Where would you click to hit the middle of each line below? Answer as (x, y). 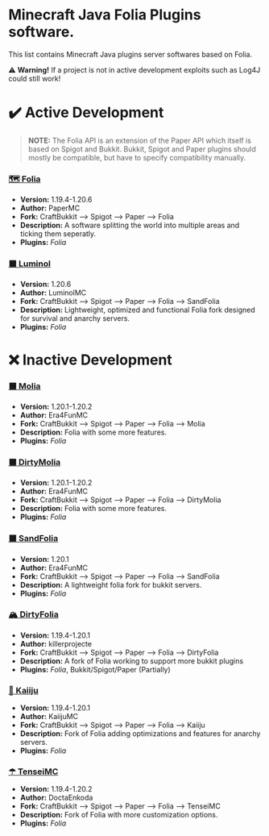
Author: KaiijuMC (49, 717)
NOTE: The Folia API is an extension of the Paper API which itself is (140, 140)
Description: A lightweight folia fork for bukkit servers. (111, 584)
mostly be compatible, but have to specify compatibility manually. (137, 157)
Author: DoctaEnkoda (56, 798)
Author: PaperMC (50, 208)
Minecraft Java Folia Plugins (105, 15)
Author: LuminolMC (53, 293)
